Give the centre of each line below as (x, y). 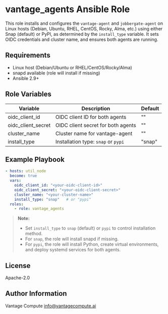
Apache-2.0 (18, 278)
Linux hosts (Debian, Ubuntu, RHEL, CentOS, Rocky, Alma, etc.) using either (84, 28)
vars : (16, 181)
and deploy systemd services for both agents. (73, 250)
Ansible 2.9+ (26, 78)
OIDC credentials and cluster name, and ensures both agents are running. (82, 39)
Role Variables (28, 94)
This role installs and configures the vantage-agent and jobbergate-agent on (84, 23)
